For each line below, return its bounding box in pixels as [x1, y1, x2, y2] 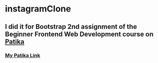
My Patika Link [5, 52, 40, 59]
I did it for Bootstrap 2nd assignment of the [5, 23, 137, 31]
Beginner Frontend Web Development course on [5, 30, 154, 38]
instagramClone [5, 3, 71, 14]
